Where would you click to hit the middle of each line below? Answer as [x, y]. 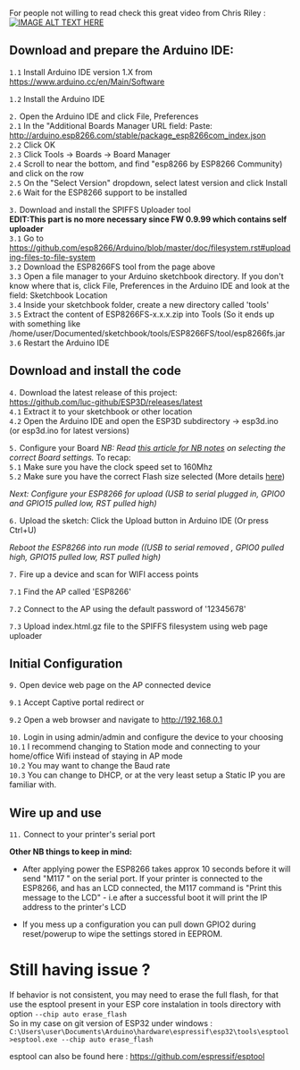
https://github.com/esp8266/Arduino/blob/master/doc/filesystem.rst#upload [150, 247]
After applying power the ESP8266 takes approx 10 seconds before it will [156, 869]
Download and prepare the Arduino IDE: [122, 51]
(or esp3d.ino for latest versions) [70, 430]
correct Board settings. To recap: [70, 457]
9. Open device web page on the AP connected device [110, 685]
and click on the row [47, 173]
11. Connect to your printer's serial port [83, 835]
